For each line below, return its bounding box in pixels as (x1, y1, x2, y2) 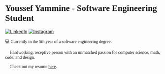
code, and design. (5, 55, 35, 60)
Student (5, 13, 34, 23)
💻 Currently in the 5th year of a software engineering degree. (5, 39, 112, 44)
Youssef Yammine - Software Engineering (5, 3, 158, 13)
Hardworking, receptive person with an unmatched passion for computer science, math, (9, 50, 161, 55)
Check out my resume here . (9, 64, 57, 69)
